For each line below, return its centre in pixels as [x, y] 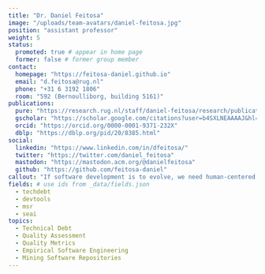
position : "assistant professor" [63, 30]
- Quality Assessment [51, 236]
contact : [22, 67]
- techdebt [33, 191]
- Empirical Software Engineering [72, 250]
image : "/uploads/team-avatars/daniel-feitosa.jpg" [95, 23]
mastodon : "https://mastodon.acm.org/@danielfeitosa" [105, 163]
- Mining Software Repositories [69, 257]
